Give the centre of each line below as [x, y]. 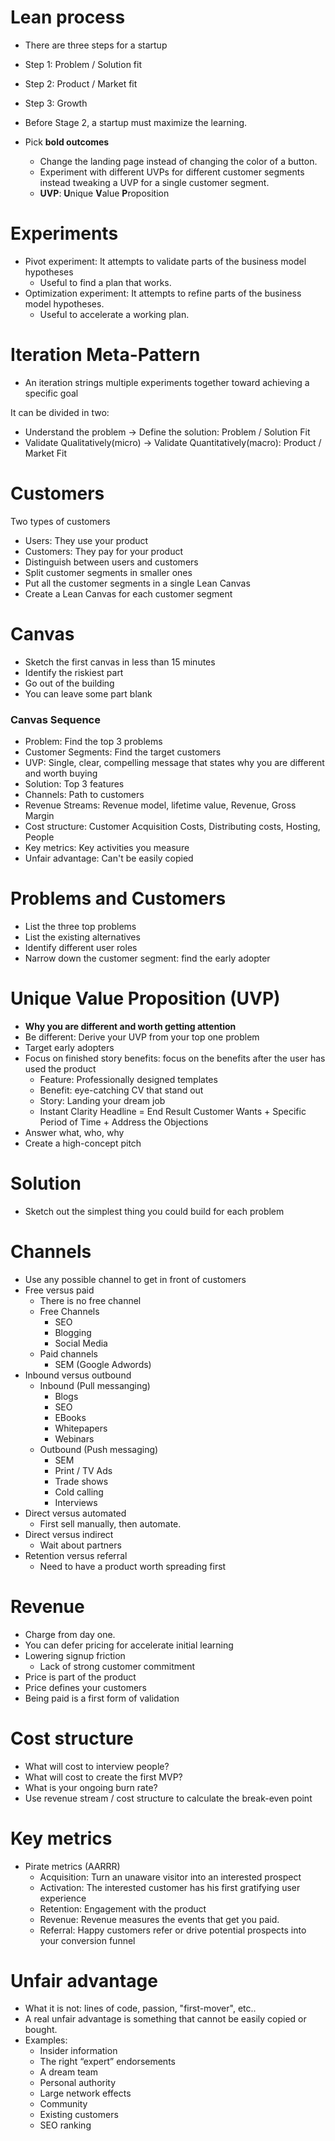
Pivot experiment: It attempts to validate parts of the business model [165, 261]
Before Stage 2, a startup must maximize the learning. [136, 122]
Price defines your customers [85, 1687]
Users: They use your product [86, 540]
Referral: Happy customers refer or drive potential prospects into [173, 1930]
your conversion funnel [87, 1940]
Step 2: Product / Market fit [81, 83]
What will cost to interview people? [97, 1766]
